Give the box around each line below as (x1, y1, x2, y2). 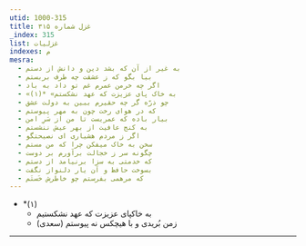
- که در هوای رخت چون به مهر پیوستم (17, 106, 157, 115)
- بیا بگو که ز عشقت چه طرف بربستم (17, 73, 153, 82)
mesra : (9, 55, 35, 64)
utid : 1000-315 (9, 13, 67, 23)
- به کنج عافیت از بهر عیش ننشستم (17, 123, 148, 133)
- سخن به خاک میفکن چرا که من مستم (17, 140, 153, 149)
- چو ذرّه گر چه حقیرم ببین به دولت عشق (17, 97, 169, 107)
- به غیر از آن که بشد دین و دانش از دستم (17, 64, 181, 74)
